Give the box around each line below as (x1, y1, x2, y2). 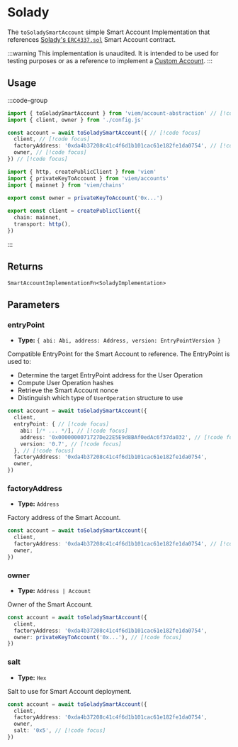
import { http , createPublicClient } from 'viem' (7, 168, 157, 175)
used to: (7, 358, 32, 366)
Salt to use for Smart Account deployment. (7, 687, 132, 695)
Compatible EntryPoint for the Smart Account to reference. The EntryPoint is (7, 350, 230, 358)
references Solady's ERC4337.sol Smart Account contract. (7, 35, 176, 43)
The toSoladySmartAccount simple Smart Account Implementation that (7, 28, 210, 36)
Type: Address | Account (17, 586, 91, 594)
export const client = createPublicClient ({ (7, 207, 141, 215)
